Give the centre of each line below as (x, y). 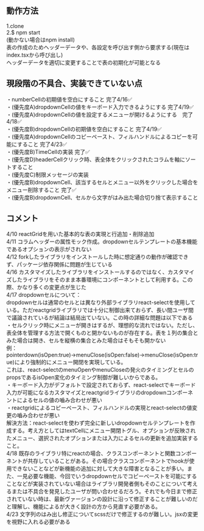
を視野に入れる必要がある (38, 522)
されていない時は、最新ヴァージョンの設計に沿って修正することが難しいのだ (102, 499)
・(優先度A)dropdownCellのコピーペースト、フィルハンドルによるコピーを (100, 136)
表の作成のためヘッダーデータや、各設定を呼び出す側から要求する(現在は (98, 47)
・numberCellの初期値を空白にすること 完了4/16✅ (69, 99)
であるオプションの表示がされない (49, 249)
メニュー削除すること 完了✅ (41, 190)
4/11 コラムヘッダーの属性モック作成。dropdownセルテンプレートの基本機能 (102, 241)
